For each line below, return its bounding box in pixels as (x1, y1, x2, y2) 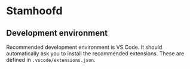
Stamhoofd (6, 4, 63, 18)
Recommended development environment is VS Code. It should (6, 43, 163, 51)
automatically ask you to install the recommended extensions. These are (6, 50, 185, 57)
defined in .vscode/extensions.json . (6, 57, 96, 63)
